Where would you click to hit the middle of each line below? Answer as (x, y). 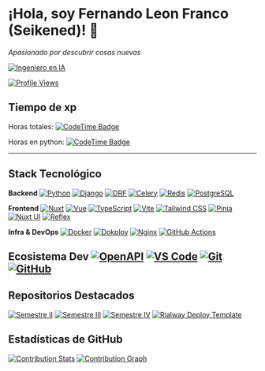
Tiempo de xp (43, 108)
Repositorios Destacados (71, 296)
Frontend (24, 208)
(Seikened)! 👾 (53, 30)
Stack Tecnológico (55, 174)
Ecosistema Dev (49, 256)
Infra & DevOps (34, 232)
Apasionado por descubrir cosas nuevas (75, 52)
